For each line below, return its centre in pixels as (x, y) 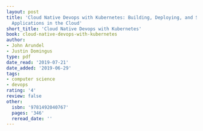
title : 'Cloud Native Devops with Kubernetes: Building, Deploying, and (100, 18)
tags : (13, 74)
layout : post (23, 12)
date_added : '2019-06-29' (39, 68)
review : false (24, 96)
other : (14, 101)
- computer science (31, 79)
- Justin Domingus (29, 51)
